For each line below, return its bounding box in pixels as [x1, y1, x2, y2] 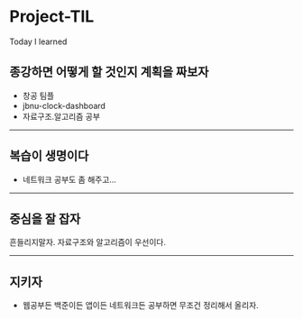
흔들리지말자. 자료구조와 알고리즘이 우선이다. [9, 237, 167, 248]
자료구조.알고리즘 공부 [22, 111, 101, 122]
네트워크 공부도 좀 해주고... [22, 174, 117, 185]
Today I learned [9, 36, 68, 47]
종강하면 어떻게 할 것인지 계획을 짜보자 [9, 65, 209, 80]
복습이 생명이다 [9, 149, 89, 164]
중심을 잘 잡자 [9, 211, 81, 226]
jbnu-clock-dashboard [22, 100, 106, 111]
